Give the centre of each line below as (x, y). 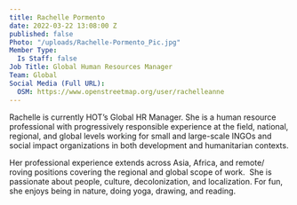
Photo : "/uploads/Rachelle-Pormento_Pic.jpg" (95, 42)
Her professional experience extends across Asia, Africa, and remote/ (137, 162)
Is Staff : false (47, 59)
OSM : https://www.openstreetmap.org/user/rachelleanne (121, 91)
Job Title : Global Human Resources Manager (91, 67)
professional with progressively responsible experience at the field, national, (149, 126)
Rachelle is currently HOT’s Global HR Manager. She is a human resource (143, 117)
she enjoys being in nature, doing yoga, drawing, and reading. (123, 191)
